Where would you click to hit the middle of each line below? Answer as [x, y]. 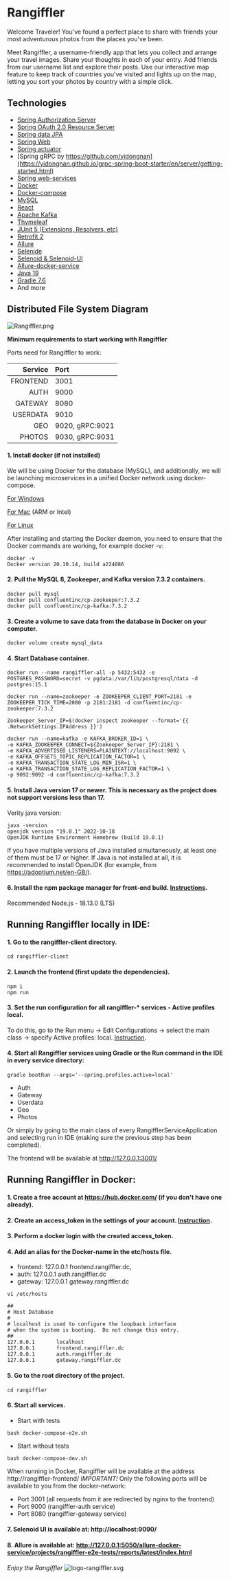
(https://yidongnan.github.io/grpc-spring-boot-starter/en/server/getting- [120, 164]
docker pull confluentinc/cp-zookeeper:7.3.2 [73, 600]
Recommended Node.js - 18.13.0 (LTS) [61, 903]
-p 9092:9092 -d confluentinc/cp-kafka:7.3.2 [73, 775]
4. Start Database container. [48, 658]
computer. [22, 628]
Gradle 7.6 [31, 280]
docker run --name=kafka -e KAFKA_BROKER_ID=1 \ [78, 739]
